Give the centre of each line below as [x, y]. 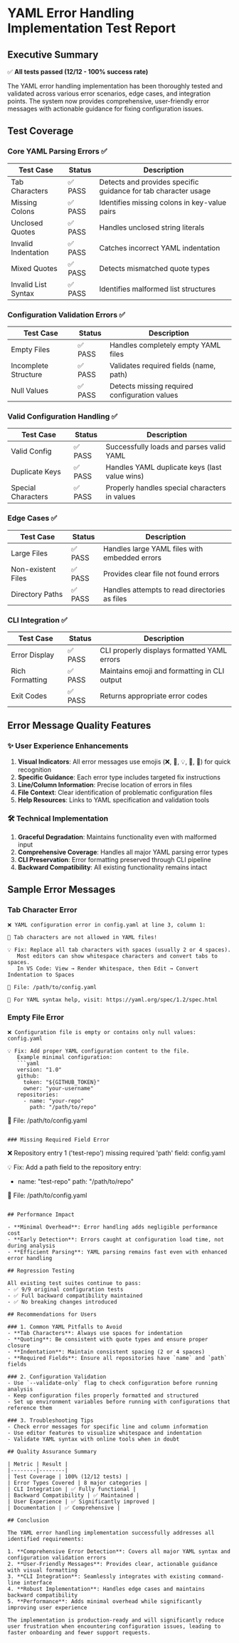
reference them [30, 1408]
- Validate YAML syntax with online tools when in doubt [94, 1439]
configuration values [144, 395]
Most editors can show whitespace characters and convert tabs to [117, 956]
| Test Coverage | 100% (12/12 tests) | [68, 1476]
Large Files [30, 553]
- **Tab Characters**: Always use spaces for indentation [95, 1333]
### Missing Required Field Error [59, 1140]
